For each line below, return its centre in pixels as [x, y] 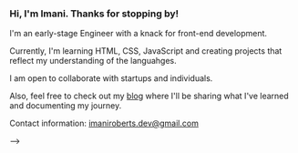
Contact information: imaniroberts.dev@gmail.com [104, 123]
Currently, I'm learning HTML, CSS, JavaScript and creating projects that [146, 51]
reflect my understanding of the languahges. [93, 61]
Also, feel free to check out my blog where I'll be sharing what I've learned [149, 96]
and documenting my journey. [66, 106]
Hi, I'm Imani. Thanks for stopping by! [94, 14]
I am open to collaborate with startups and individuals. [111, 78]
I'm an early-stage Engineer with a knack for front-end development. [138, 34]
